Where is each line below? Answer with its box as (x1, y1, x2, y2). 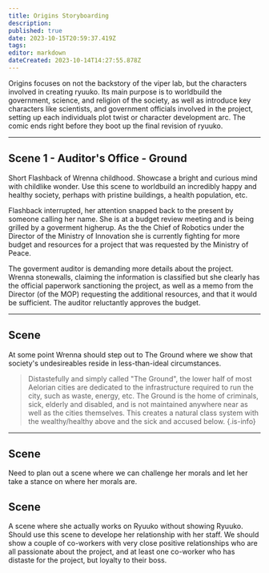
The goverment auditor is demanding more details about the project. (8, 264, 234, 273)
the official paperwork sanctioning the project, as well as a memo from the (8, 280, 254, 290)
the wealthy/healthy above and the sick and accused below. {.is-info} (27, 416, 256, 426)
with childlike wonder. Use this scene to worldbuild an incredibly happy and (8, 181, 258, 191)
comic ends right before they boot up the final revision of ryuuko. (8, 121, 223, 131)
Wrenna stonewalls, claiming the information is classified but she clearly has (8, 272, 260, 281)
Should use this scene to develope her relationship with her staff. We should (8, 530, 259, 539)
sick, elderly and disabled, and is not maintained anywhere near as (27, 399, 248, 409)
